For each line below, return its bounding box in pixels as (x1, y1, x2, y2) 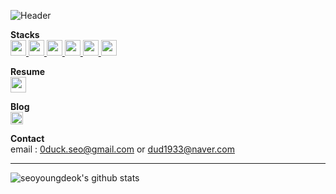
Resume (10, 66, 46, 77)
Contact (10, 133, 45, 144)
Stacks (10, 29, 40, 40)
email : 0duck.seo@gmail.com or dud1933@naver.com (10, 143, 235, 155)
